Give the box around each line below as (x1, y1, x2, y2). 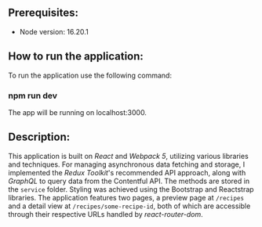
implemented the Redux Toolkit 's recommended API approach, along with (8, 168, 246, 177)
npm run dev (8, 90, 57, 101)
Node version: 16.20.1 (19, 27, 89, 36)
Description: (8, 131, 71, 144)
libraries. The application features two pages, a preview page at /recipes (8, 193, 245, 202)
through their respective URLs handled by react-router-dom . (8, 209, 204, 218)
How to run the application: (8, 50, 144, 63)
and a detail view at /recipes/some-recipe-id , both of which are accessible (8, 201, 251, 211)
